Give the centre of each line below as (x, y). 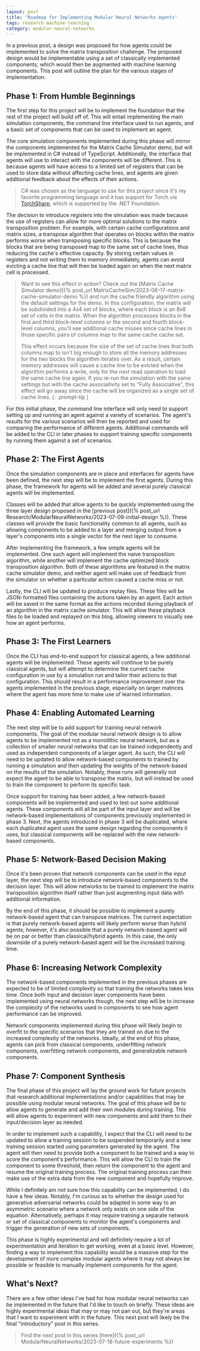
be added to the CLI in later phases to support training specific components (99, 434)
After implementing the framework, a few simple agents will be (83, 547)
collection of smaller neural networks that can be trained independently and (99, 746)
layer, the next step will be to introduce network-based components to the (97, 880)
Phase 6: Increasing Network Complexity (84, 967)
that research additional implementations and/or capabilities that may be (95, 1097)
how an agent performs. (36, 623)
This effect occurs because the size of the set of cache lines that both (107, 346)
